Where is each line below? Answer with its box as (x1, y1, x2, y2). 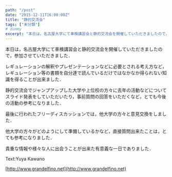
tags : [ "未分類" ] (5, 22, 40, 27)
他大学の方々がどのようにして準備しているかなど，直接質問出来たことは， (5, 128, 163, 134)
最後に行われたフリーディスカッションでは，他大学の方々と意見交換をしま (5, 111, 163, 117)
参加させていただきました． (14, 52, 73, 58)
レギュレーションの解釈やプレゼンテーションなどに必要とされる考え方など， (5, 64, 167, 69)
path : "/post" (5, 7, 36, 13)
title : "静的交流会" (5, 17, 45, 22)
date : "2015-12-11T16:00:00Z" (5, 12, 70, 17)
